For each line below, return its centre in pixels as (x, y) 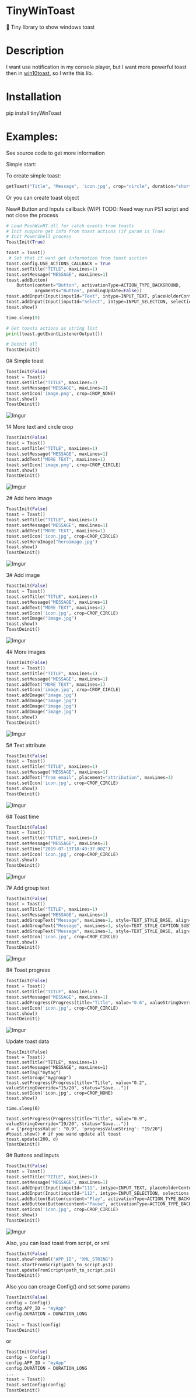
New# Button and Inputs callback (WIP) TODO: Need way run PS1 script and (97, 208)
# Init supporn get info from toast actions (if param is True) (86, 231)
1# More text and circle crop (40, 427)
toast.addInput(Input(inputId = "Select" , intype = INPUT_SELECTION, (87, 302)
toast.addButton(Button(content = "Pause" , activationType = (78, 1204)
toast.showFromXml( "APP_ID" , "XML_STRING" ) (60, 1259)
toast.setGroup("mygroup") (39, 1078)
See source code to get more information (55, 153)
